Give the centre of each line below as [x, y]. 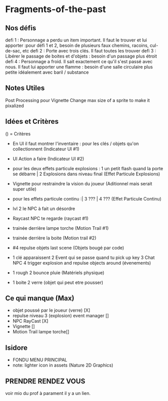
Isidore [16, 348]
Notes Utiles [25, 88]
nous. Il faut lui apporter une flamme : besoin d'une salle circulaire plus [79, 67]
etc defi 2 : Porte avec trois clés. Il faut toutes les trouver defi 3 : [89, 51]
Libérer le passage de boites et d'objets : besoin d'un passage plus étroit [81, 56]
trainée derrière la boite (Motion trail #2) [54, 238]
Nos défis [21, 28]
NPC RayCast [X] [30, 321]
